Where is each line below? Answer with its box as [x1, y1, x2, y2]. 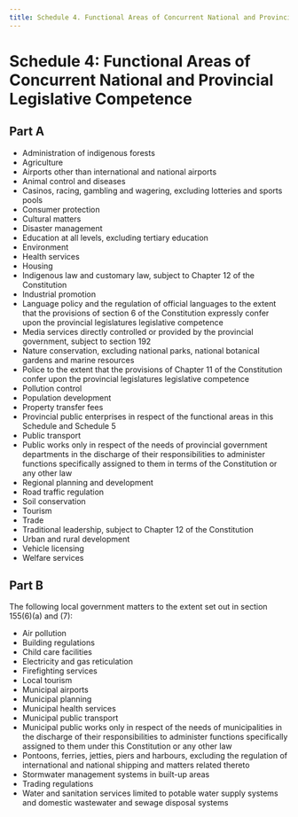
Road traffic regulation [21, 486, 105, 497]
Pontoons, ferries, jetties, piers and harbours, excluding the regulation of [21, 751, 288, 761]
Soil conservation [21, 495, 86, 506]
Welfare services [21, 552, 84, 563]
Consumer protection [21, 204, 100, 214]
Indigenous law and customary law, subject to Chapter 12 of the [21, 269, 255, 280]
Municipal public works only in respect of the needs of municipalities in [21, 722, 282, 733]
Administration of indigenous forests [21, 147, 155, 158]
